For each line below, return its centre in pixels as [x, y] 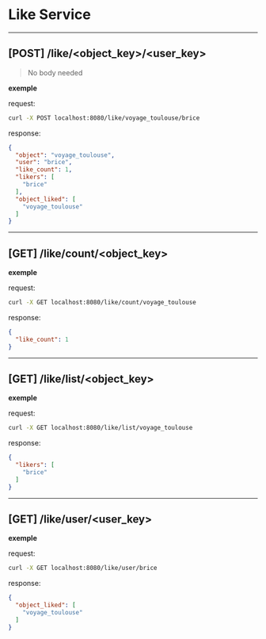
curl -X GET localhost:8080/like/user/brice [83, 568]
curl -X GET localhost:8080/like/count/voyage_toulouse [102, 303]
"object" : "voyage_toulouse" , [65, 155]
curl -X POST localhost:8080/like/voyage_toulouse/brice [104, 118]
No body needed [55, 72]
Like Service [49, 15]
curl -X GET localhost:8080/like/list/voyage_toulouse [101, 428]
